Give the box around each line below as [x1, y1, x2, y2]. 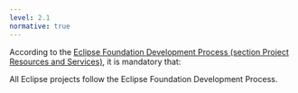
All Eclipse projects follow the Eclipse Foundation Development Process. [9, 73, 278, 84]
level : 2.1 [9, 13, 51, 23]
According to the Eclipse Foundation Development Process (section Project [9, 46, 289, 57]
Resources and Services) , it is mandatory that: [9, 56, 182, 67]
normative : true [9, 22, 70, 31]
